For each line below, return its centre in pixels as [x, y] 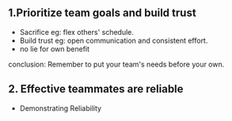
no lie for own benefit [54, 49]
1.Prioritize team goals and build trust [102, 13]
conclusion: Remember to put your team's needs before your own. [116, 64]
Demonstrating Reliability [60, 108]
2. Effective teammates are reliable [96, 89]
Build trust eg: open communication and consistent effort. [114, 40]
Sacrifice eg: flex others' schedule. [77, 32]
